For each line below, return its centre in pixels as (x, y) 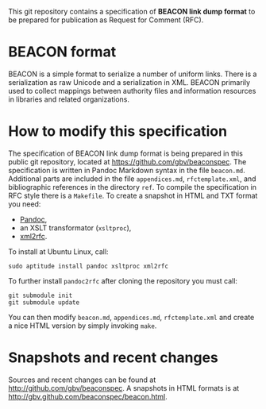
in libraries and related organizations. (69, 99)
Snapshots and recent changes (113, 358)
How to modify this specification (118, 131)
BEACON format (62, 52)
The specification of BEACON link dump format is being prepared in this (126, 153)
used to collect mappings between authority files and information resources (132, 91)
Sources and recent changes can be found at (82, 380)
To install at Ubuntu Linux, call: (58, 251)
